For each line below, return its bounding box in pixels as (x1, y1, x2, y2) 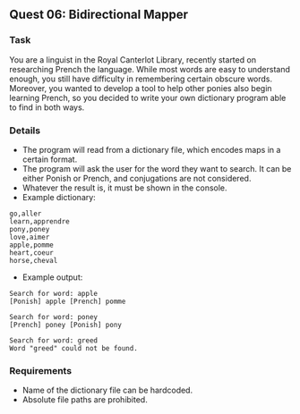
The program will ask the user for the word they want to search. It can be (21, 163, 292, 173)
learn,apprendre (9, 216, 70, 226)
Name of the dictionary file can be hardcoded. (21, 384, 193, 396)
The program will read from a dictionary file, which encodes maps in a (21, 144, 281, 155)
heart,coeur (9, 248, 54, 258)
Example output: (21, 272, 83, 283)
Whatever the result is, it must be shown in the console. (21, 182, 227, 193)
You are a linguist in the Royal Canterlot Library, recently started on (9, 54, 257, 65)
